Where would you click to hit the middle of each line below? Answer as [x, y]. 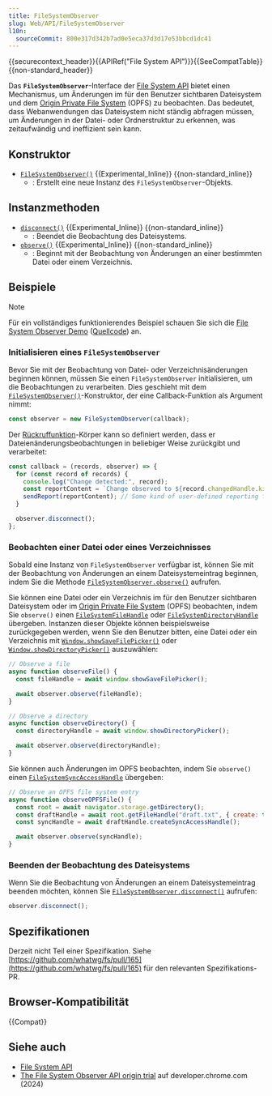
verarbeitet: [28, 451]
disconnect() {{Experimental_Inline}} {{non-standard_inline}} [122, 227]
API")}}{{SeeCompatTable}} [216, 62]
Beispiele [32, 287]
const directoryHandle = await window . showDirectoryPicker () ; [123, 731]
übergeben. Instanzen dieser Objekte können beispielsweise [109, 624]
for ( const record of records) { [72, 474]
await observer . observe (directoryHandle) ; [88, 746]
